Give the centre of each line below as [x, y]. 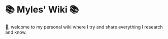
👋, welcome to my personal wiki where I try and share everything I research [84, 27]
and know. [16, 32]
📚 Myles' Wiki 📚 [42, 10]
